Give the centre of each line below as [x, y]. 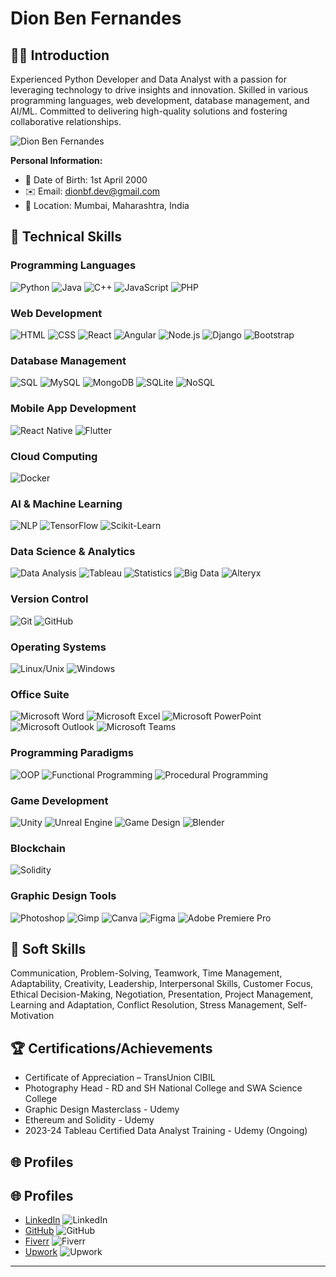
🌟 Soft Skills [48, 948]
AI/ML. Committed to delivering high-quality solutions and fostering [149, 111]
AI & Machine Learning [66, 504]
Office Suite [40, 694]
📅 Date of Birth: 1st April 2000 [86, 180]
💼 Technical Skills [66, 237]
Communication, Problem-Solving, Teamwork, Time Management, [146, 973]
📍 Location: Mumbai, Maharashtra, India [107, 205]
